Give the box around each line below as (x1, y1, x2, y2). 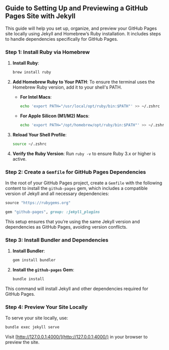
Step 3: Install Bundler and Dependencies (5, 236, 109, 243)
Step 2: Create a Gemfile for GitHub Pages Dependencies (5, 168, 146, 175)
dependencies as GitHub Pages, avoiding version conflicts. (5, 224, 128, 230)
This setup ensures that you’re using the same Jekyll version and (5, 219, 140, 225)
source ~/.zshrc (12, 141, 47, 147)
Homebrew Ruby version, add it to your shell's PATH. (12, 84, 122, 90)
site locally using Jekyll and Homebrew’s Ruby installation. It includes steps (5, 30, 161, 37)
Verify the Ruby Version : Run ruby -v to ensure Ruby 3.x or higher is (12, 151, 156, 157)
